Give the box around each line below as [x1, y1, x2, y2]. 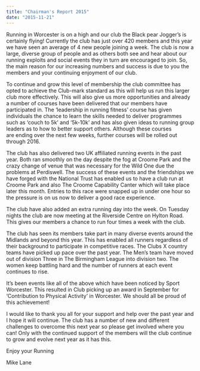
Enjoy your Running [6, 347, 54, 354]
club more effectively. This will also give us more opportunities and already [6, 93, 190, 101]
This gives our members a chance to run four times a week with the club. [6, 218, 186, 225]
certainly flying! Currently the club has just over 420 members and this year [6, 37, 192, 44]
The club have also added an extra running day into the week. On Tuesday [6, 205, 189, 212]
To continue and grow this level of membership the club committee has [6, 80, 181, 87]
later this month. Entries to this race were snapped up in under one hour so [6, 187, 190, 194]
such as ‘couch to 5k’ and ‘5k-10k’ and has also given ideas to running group [6, 118, 195, 126]
